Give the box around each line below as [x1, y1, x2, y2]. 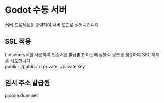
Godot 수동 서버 [5, 4, 67, 16]
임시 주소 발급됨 [5, 79, 50, 87]
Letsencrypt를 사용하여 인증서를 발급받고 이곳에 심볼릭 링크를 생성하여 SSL [5, 51, 151, 57]
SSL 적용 [5, 37, 31, 46]
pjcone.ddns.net [5, 92, 38, 98]
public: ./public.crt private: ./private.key [5, 63, 85, 69]
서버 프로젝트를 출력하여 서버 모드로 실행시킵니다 [5, 22, 99, 28]
